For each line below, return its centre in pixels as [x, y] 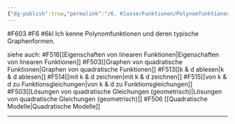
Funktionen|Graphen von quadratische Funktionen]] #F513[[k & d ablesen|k [116, 69]
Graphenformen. [31, 41]
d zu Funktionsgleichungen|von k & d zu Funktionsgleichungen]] [100, 84]
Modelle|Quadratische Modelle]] [54, 106]
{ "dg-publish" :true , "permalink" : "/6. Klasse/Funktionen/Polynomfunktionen [119, 14]
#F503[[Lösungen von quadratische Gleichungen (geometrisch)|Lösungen [115, 91]
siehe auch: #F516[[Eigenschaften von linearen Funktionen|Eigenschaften [113, 54]
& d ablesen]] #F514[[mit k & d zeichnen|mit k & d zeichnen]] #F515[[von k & [117, 77]
